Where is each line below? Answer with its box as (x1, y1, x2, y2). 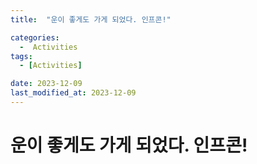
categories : (10, 32, 60, 43)
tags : (10, 51, 33, 61)
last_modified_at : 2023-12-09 (10, 88, 137, 98)
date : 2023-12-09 (10, 79, 83, 89)
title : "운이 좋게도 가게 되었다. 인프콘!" (10, 14, 172, 25)
